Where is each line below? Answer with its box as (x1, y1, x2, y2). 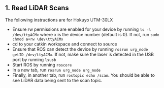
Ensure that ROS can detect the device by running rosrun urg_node (12, 46, 148, 52)
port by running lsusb (12, 56, 56, 63)
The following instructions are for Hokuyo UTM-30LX (5, 17, 113, 22)
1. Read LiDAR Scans (5, 4, 69, 12)
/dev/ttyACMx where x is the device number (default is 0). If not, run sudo (12, 31, 160, 37)
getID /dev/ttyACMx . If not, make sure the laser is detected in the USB (12, 51, 154, 57)
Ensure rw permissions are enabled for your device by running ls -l (12, 26, 151, 32)
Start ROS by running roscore (12, 62, 72, 67)
